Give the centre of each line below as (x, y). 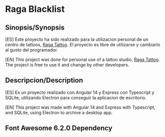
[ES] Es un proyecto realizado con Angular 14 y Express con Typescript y (80, 92)
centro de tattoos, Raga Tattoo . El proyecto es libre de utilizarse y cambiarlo (83, 45)
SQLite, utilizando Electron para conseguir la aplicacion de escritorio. (76, 97)
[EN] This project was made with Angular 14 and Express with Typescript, (80, 107)
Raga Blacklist (35, 9)
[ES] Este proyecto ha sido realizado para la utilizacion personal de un (77, 39)
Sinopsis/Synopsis (35, 28)
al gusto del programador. (32, 50)
